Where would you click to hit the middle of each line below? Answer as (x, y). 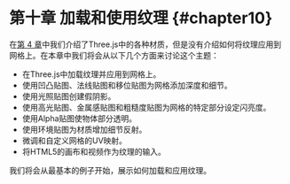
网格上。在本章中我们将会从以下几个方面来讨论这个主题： (114, 55)
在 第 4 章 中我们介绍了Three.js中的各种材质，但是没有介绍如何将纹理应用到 (145, 44)
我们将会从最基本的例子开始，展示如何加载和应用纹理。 (110, 170)
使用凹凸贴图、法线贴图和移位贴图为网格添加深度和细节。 (127, 85)
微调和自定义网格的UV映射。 (74, 140)
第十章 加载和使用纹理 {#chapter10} (141, 18)
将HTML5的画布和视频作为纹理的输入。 (94, 151)
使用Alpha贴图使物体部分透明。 (79, 118)
